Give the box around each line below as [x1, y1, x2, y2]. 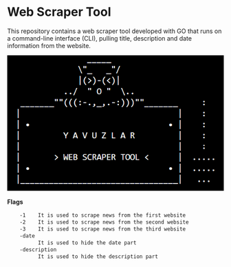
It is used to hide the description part [37, 253, 158, 260]
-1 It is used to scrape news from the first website [19, 211, 186, 219]
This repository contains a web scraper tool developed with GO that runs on [7, 27, 222, 35]
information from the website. [7, 41, 91, 50]
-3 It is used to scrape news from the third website [19, 225, 186, 233]
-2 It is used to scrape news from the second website [19, 218, 189, 226]
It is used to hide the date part [37, 239, 137, 246]
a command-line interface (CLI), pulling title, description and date [7, 34, 192, 42]
